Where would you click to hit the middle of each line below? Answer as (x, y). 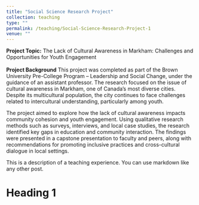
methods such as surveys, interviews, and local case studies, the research (98, 126)
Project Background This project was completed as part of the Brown (92, 70)
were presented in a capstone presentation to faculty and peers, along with (99, 138)
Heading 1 (31, 193)
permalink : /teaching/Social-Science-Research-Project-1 (79, 28)
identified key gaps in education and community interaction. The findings (96, 132)
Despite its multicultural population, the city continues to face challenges (96, 95)
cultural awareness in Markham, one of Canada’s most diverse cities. (91, 89)
